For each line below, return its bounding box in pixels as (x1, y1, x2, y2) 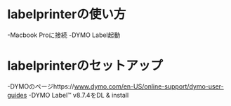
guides (7, 91, 27, 99)
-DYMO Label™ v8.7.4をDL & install (28, 91, 129, 99)
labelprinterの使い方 (7, 6, 126, 22)
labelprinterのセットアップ (7, 58, 164, 74)
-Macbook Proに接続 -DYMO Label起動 (7, 31, 121, 39)
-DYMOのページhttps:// (7, 82, 75, 91)
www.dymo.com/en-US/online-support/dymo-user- (74, 82, 224, 91)
